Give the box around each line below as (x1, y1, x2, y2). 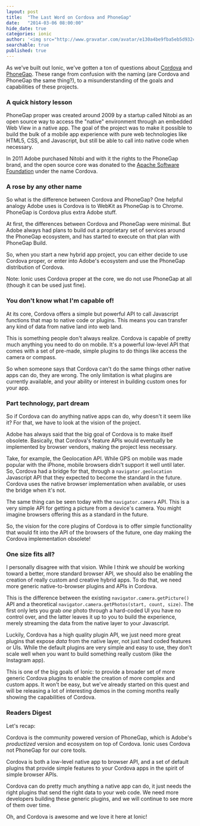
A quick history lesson (6, 98, 73, 106)
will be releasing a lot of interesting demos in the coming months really (6, 687, 180, 695)
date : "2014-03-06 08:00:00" (6, 20, 84, 26)
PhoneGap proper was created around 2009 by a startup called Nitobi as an (6, 112, 192, 119)
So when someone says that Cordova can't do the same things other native (6, 365, 191, 372)
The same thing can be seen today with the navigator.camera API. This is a (6, 498, 189, 505)
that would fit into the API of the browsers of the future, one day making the (6, 528, 192, 536)
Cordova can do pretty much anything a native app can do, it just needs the (6, 782, 192, 790)
